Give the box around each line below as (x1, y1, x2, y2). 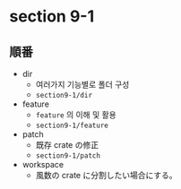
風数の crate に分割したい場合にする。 (35, 170, 177, 180)
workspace (22, 159, 65, 169)
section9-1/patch (35, 151, 101, 160)
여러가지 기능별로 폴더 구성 (35, 79, 130, 90)
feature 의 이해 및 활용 (35, 109, 116, 120)
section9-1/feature (35, 121, 109, 130)
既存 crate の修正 (35, 140, 99, 150)
